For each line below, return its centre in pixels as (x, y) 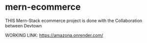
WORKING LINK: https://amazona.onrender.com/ (54, 35)
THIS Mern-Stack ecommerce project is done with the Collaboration (74, 21)
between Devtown (24, 25)
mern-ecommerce (43, 7)
